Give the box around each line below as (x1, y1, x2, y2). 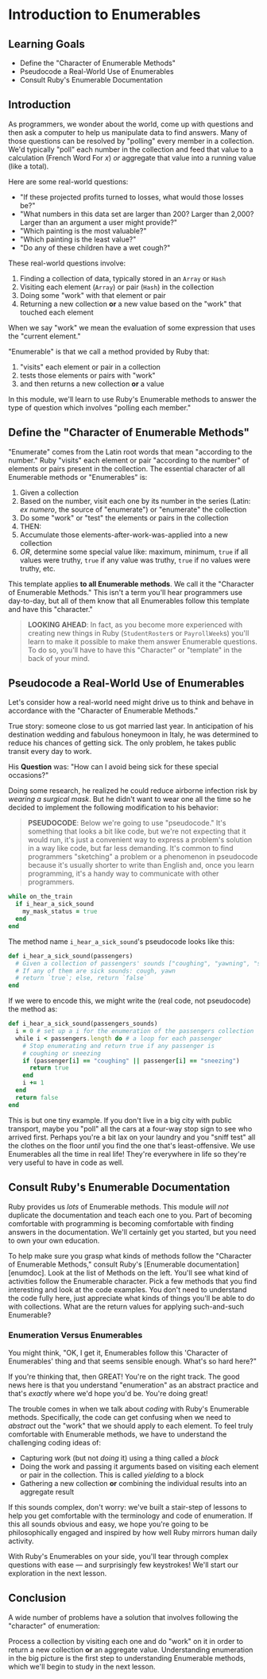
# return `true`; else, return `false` (15, 974, 148, 982)
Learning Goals (8, 37, 86, 51)
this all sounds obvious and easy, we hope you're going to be (8, 1519, 209, 1529)
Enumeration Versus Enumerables (8, 1329, 143, 1340)
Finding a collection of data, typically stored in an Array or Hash (19, 273, 226, 283)
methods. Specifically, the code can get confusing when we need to (8, 1412, 231, 1422)
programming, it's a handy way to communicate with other (27, 869, 219, 879)
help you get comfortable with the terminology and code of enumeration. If (8, 1511, 253, 1520)
